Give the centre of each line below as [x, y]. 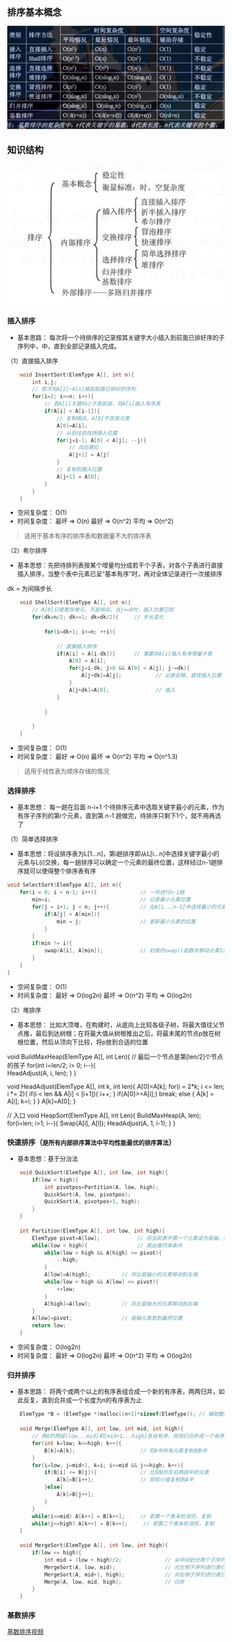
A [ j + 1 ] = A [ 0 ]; [78, 476]
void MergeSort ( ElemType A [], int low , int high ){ [94, 1546]
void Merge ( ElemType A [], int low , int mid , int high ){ [102, 1429]
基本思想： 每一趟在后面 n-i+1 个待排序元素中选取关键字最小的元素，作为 [120, 807]
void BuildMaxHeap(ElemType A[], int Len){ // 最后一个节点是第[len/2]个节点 [115, 1057]
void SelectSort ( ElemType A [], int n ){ [65, 885]
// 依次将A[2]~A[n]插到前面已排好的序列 [84, 389]
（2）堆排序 [24, 1010]
